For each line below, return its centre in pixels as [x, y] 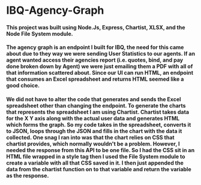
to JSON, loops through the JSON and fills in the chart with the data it [94, 131]
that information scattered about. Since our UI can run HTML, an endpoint [100, 73]
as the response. [28, 175]
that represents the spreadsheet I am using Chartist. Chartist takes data [98, 112]
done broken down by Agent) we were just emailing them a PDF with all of [100, 66]
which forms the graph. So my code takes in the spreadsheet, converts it [99, 125]
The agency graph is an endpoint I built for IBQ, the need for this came [95, 47]
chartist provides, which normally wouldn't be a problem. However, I [93, 144]
